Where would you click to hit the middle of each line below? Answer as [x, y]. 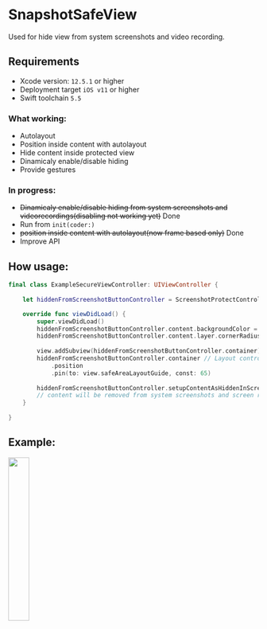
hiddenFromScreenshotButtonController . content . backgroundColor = [147, 329]
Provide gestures [48, 170]
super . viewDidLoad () [71, 321]
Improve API [40, 241]
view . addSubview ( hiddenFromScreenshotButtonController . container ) [149, 351]
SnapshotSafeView [73, 15]
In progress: [32, 190]
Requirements [44, 62]
